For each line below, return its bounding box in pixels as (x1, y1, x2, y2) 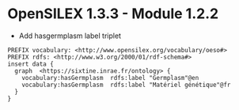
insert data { (7, 60, 55, 68)
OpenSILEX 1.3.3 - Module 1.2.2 (7, 5, 219, 23)
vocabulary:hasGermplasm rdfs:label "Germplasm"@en (21, 74, 199, 82)
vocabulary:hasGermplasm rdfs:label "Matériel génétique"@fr (21, 81, 231, 89)
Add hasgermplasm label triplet (18, 31, 122, 40)
